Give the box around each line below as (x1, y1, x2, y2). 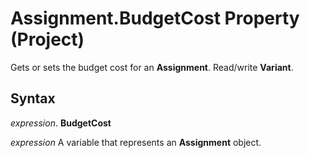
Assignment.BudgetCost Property (10, 7, 300, 30)
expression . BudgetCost (10, 117, 112, 129)
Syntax (10, 90, 56, 107)
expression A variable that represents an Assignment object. (10, 136, 262, 148)
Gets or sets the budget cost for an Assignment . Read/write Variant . (10, 61, 294, 73)
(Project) (10, 28, 85, 51)
